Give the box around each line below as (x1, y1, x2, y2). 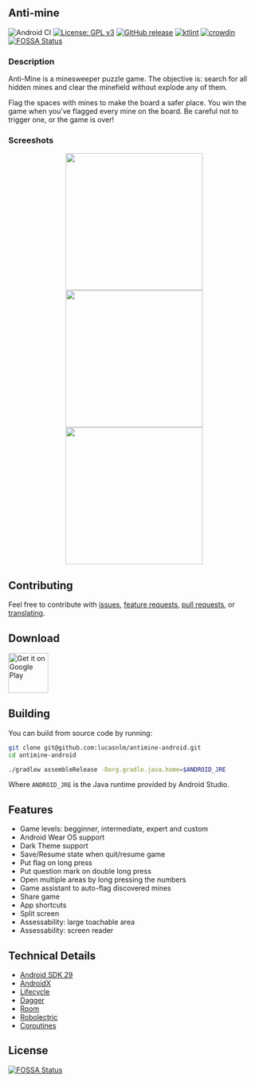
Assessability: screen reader (19, 926, 114, 935)
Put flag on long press (19, 858, 93, 868)
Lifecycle (19, 987, 50, 997)
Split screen (19, 909, 60, 919)
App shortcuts (19, 900, 67, 910)
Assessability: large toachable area (19, 917, 135, 927)
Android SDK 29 (19, 970, 73, 980)
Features (8, 803, 53, 816)
